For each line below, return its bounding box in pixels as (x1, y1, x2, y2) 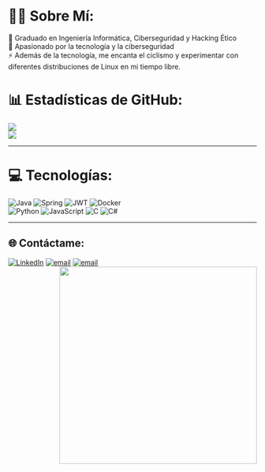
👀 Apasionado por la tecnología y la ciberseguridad (8, 41, 175, 51)
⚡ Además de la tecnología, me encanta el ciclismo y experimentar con (8, 51, 239, 60)
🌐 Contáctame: (8, 237, 85, 250)
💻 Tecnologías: (8, 167, 113, 185)
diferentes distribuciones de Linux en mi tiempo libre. (8, 62, 181, 71)
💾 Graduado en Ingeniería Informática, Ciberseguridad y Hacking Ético (8, 33, 237, 43)
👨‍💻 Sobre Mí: (8, 7, 95, 25)
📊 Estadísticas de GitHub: (8, 91, 183, 109)
